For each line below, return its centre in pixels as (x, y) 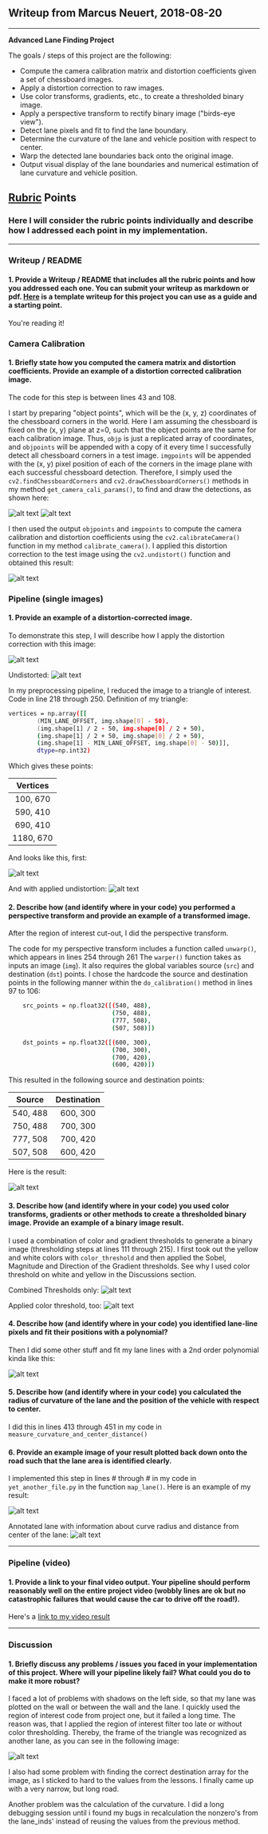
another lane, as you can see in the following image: (94, 1741)
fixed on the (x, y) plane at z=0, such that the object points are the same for (132, 430)
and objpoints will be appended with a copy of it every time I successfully (130, 447)
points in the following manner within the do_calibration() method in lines (130, 982)
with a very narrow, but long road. (64, 1789)
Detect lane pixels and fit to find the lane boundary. (104, 130)
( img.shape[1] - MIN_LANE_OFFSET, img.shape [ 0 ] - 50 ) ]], (133, 743)
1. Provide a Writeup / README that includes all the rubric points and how (132, 280)
